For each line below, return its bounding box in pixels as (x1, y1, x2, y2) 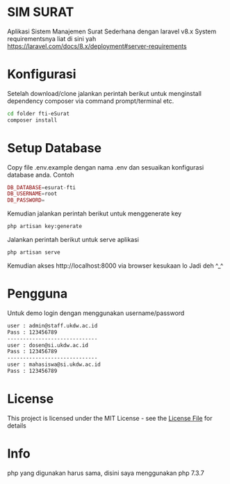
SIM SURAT (7, 4, 74, 20)
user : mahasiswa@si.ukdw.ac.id (7, 361, 101, 369)
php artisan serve (7, 249, 60, 256)
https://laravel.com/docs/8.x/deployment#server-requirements (7, 42, 188, 50)
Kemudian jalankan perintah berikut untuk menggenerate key (7, 209, 182, 218)
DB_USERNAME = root (7, 191, 58, 197)
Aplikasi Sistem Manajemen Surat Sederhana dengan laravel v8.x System (7, 27, 217, 35)
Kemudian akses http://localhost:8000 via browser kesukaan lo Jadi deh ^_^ (7, 261, 224, 270)
